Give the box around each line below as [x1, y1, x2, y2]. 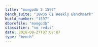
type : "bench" [5, 35, 34, 40]
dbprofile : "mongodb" [5, 21, 50, 26]
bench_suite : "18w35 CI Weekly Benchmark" [5, 12, 94, 17]
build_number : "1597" [5, 16, 50, 21]
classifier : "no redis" [5, 25, 54, 30]
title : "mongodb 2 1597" [5, 7, 56, 12]
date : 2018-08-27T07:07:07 [5, 30, 61, 35]
